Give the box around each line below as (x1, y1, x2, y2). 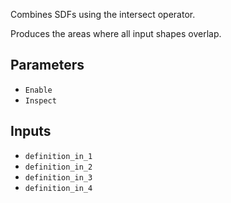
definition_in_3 (24, 172, 93, 183)
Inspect (24, 95, 57, 106)
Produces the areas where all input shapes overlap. (10, 28, 222, 39)
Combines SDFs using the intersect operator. (10, 9, 196, 20)
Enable (24, 85, 53, 95)
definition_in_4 (24, 183, 93, 193)
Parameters (10, 57, 85, 74)
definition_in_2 (24, 162, 93, 172)
